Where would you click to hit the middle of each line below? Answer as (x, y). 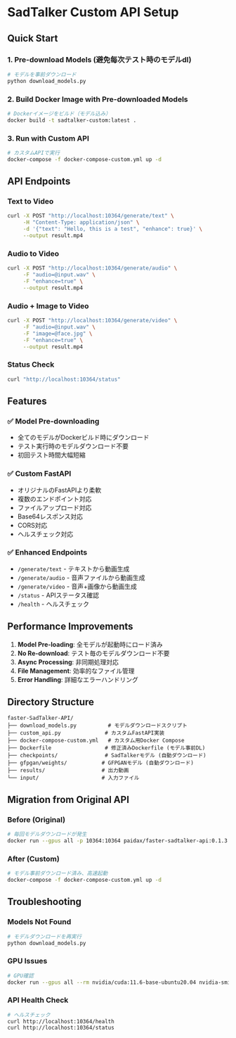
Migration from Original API (68, 799)
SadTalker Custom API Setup (93, 12)
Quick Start (33, 38)
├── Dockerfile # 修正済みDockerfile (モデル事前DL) (106, 748)
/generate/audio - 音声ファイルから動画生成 (81, 577)
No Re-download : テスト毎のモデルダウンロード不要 (93, 653)
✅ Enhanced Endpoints (47, 552)
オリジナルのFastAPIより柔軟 (59, 490)
